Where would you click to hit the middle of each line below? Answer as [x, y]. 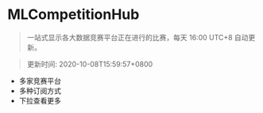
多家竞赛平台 [40, 81]
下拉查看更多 [40, 100]
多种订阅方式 [40, 90]
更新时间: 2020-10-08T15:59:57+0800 [90, 64]
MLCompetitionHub [73, 15]
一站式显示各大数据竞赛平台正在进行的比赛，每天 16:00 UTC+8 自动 [137, 37]
